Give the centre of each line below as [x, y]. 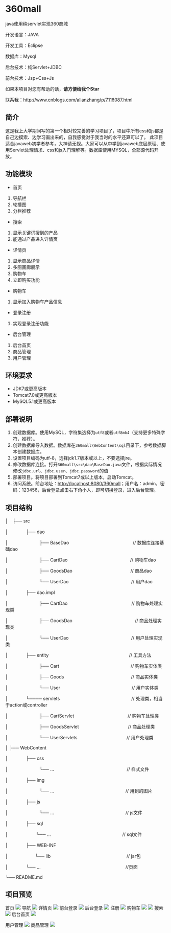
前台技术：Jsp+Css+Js [30, 78]
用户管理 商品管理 [27, 925]
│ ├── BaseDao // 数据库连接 [82, 543]
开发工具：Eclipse [24, 45]
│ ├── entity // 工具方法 [78, 655]
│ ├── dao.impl [30, 593]
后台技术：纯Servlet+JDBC [34, 67]
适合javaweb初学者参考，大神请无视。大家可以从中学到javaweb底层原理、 [83, 143]
